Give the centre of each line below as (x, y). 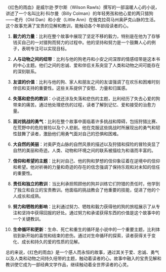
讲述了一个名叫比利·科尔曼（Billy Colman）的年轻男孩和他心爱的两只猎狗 (80, 13)
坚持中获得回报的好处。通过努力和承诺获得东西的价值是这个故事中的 (91, 213)
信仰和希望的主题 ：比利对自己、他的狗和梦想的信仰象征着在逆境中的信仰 (86, 161)
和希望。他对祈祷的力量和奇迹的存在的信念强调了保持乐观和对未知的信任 (86, 167)
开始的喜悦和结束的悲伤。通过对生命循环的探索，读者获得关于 (89, 235)
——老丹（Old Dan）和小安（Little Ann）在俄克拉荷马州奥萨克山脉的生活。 (82, 19)
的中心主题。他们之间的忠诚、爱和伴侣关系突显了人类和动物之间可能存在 (86, 65)
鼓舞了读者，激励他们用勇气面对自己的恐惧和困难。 (69, 134)
